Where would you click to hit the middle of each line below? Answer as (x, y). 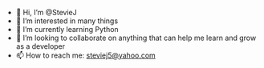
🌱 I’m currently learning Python (67, 29)
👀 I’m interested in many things (67, 21)
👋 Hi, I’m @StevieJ (47, 12)
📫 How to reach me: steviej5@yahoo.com (86, 55)
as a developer (41, 46)
